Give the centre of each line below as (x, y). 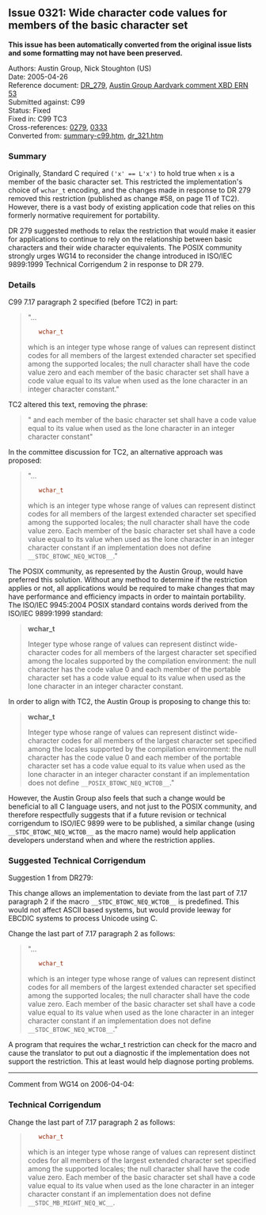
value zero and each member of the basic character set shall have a (138, 372)
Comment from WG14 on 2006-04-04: (71, 1084)
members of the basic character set (98, 26)
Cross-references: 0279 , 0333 (58, 127)
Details (22, 285)
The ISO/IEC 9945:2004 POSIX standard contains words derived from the (128, 605)
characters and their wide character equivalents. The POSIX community (125, 248)
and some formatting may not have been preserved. (95, 53)
